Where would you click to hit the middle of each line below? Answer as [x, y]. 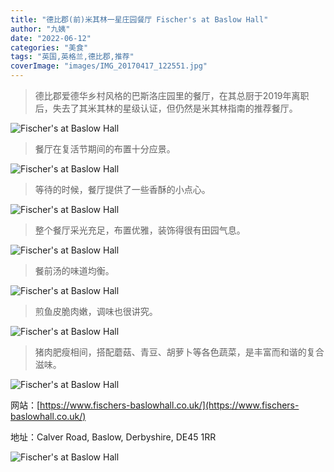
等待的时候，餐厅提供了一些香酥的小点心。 [122, 189]
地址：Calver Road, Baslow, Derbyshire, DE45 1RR [113, 437]
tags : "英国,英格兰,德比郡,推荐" [72, 57]
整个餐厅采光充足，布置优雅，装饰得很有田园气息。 [140, 230]
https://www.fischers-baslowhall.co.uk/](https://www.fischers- [169, 405]
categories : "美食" [49, 47]
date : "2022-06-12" [51, 38]
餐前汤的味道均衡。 [74, 270]
